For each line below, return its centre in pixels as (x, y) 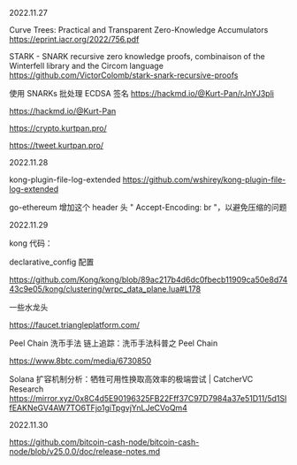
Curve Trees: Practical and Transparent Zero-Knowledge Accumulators (139, 30)
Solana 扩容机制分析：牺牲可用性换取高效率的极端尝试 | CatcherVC (131, 379)
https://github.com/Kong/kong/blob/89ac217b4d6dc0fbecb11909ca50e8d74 (148, 279)
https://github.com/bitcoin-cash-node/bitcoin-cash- (104, 442)
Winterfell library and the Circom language (86, 66)
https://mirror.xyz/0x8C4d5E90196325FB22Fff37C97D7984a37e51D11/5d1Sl (148, 398)
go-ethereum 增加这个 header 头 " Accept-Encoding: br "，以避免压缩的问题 (148, 207)
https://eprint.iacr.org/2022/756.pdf (74, 39)
